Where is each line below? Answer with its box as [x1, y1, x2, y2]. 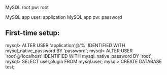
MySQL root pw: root [5, 5, 49, 10]
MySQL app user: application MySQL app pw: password [5, 14, 122, 20]
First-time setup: [5, 29, 60, 37]
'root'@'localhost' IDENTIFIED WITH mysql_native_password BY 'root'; [5, 53, 153, 59]
